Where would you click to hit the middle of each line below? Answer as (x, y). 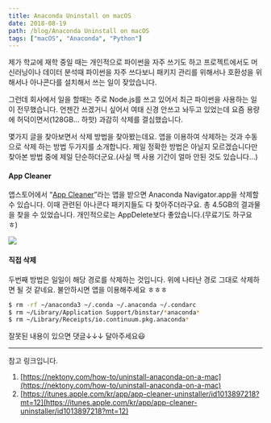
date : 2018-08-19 (38, 23)
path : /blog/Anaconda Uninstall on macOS (79, 31)
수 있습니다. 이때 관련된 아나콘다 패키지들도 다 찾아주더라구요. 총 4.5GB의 (124, 205)
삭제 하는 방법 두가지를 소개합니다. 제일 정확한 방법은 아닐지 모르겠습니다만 (140, 147)
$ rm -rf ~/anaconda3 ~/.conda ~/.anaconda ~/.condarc (102, 305)
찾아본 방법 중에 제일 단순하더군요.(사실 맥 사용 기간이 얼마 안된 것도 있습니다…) (133, 157)
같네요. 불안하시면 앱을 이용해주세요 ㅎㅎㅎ (100, 289)
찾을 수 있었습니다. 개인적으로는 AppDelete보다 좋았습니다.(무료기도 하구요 (134, 215)
